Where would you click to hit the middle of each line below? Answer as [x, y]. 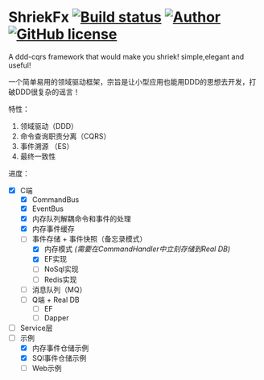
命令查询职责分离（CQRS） [65, 136]
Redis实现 [60, 279]
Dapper [56, 317]
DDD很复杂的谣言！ [47, 92]
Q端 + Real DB [56, 299]
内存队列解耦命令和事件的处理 [81, 219]
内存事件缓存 [53, 229]
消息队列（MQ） [59, 289]
